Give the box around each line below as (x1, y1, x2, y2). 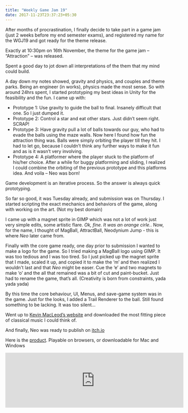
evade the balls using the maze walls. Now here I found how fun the (12, 132, 156, 138)
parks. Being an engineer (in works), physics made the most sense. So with (5, 83, 165, 90)
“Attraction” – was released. (5, 52, 64, 59)
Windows (5, 342, 26, 348)
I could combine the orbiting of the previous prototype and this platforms (12, 164, 166, 171)
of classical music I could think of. (5, 317, 77, 323)
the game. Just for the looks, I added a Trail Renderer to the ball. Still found (5, 296, 164, 302)
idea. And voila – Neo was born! (12, 170, 80, 176)
